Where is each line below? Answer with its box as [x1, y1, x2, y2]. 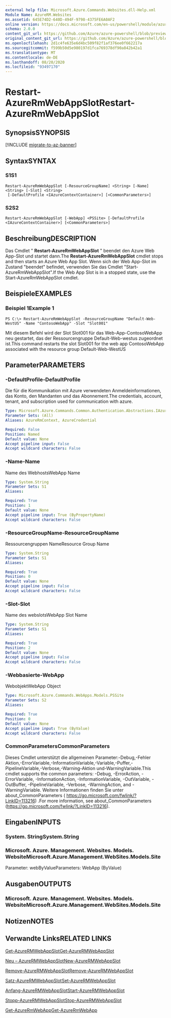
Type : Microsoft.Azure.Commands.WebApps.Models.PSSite [5, 693, 124, 698]
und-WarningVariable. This [96, 765, 151, 771]
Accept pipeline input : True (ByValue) [5, 726, 90, 731]
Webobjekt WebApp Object [5, 683, 61, 689]
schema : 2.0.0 [5, 27, 36, 32]
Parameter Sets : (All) [5, 413, 53, 418]
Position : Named [5, 431, 40, 437]
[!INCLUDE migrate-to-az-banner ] [5, 142, 77, 148]
